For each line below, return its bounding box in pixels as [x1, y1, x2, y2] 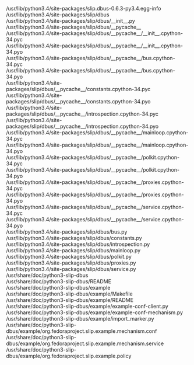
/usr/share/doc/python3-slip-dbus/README [6, 278, 112, 285]
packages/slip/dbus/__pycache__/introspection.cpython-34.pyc [6, 110, 159, 117]
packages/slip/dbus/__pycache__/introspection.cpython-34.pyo [6, 123, 159, 130]
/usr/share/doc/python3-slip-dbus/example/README [6, 297, 134, 303]
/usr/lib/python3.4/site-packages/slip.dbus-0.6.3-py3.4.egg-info [6, 5, 161, 12]
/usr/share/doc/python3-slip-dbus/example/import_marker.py [6, 315, 154, 322]
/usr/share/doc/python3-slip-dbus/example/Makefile [6, 290, 133, 297]
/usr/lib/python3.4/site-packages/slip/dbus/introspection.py [6, 241, 150, 248]
